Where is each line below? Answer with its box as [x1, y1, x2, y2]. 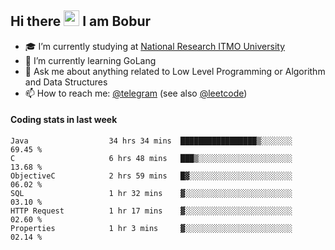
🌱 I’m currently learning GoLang [24, 54, 157, 66]
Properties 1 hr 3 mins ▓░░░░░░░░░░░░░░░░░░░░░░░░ [10, 224, 293, 234]
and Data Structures [24, 76, 108, 88]
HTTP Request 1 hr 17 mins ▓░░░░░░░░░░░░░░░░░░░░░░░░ [10, 206, 293, 216]
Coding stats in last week [10, 114, 118, 126]
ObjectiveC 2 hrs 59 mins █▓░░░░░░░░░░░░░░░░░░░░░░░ [10, 171, 293, 181]
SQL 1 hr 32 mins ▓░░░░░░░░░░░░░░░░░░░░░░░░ [10, 189, 293, 199]
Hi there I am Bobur [10, 13, 152, 30]
